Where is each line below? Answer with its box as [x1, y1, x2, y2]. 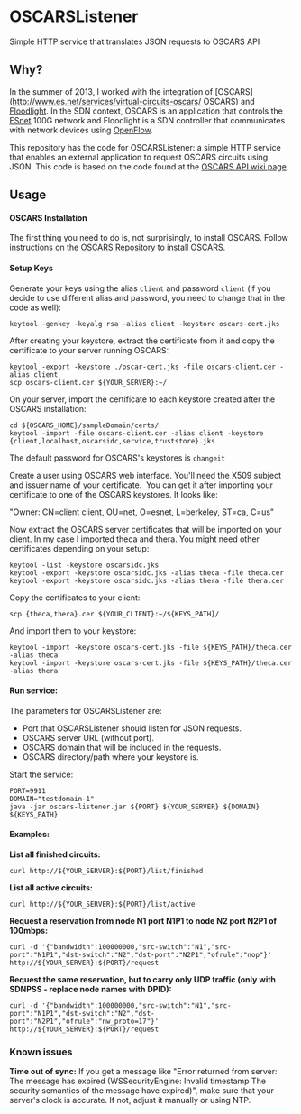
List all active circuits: [9, 881, 93, 893]
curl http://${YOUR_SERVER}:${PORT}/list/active [9, 899, 196, 909]
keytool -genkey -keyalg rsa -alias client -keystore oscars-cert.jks [9, 319, 280, 328]
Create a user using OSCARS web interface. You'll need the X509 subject [9, 470, 282, 480]
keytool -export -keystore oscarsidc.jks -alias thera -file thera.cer [9, 576, 284, 585]
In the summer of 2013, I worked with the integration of [9, 86, 214, 96]
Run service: [9, 685, 59, 696]
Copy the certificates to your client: [9, 592, 141, 603]
